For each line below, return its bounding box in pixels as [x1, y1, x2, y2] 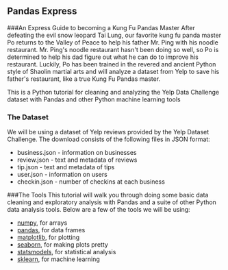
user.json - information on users [16, 171, 107, 179]
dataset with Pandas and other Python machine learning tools [7, 95, 181, 103]
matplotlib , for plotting [16, 233, 80, 242]
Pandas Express [7, 5, 77, 17]
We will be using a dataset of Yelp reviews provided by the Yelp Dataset [7, 128, 210, 136]
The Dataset [7, 112, 49, 122]
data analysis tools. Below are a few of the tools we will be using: [7, 206, 190, 214]
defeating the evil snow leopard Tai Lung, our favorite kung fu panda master [7, 31, 221, 39]
